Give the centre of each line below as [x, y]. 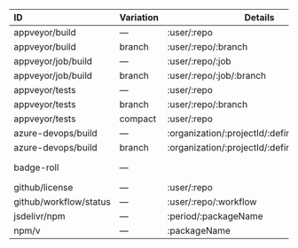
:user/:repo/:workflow [212, 201]
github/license [43, 187]
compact [138, 119]
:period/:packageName [215, 216]
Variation [139, 17]
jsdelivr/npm [39, 216]
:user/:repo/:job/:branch [216, 76]
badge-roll [36, 167]
